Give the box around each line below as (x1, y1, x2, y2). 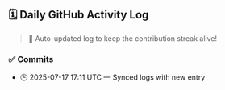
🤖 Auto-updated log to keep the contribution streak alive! (27, 33, 218, 43)
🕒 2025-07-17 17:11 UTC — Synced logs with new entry (19, 72, 206, 82)
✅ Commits (8, 53, 54, 64)
